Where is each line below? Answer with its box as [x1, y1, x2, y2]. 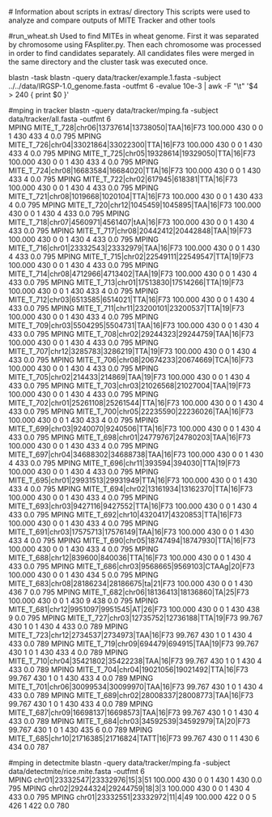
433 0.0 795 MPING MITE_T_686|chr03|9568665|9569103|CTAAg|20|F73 [8, 562, 255, 571]
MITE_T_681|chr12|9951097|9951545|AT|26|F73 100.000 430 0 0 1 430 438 [8, 605, 261, 614]
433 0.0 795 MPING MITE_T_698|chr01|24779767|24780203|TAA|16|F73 [8, 432, 251, 442]
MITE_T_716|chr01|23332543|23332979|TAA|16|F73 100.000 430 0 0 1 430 [8, 243, 261, 253]
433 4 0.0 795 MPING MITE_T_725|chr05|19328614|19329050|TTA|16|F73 [8, 149, 257, 158]
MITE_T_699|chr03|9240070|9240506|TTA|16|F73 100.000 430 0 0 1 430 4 [8, 424, 261, 433]
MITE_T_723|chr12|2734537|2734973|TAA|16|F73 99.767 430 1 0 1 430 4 [8, 631, 253, 640]
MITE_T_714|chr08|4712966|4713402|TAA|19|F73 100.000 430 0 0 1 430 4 [8, 269, 257, 279]
